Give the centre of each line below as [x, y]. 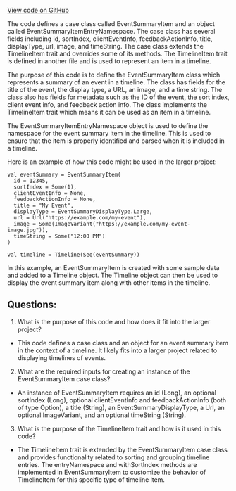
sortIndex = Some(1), [45, 187]
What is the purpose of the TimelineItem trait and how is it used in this [119, 428]
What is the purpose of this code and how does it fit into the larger [114, 321]
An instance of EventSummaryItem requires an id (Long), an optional [117, 393]
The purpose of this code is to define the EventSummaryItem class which [114, 75]
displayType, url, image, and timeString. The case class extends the [106, 46]
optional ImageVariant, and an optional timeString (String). [102, 415]
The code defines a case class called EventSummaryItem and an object [111, 24]
